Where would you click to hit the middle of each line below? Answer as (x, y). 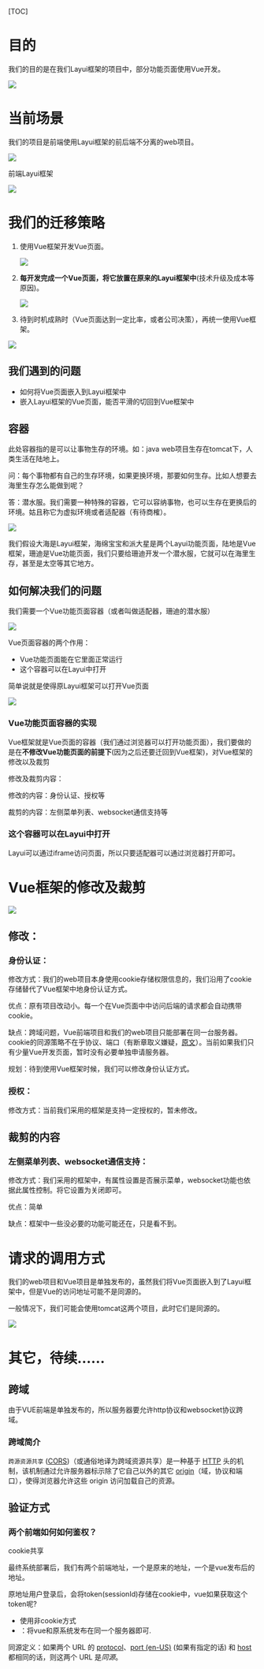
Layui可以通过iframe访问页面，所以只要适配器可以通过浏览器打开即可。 (124, 853)
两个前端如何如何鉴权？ (52, 1532)
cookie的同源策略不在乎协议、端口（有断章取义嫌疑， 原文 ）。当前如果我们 (128, 1042)
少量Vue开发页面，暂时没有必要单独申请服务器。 (94, 1052)
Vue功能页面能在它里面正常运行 (71, 659)
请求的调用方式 (57, 1259)
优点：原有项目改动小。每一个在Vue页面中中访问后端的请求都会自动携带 (125, 1006)
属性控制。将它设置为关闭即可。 (74, 1190)
